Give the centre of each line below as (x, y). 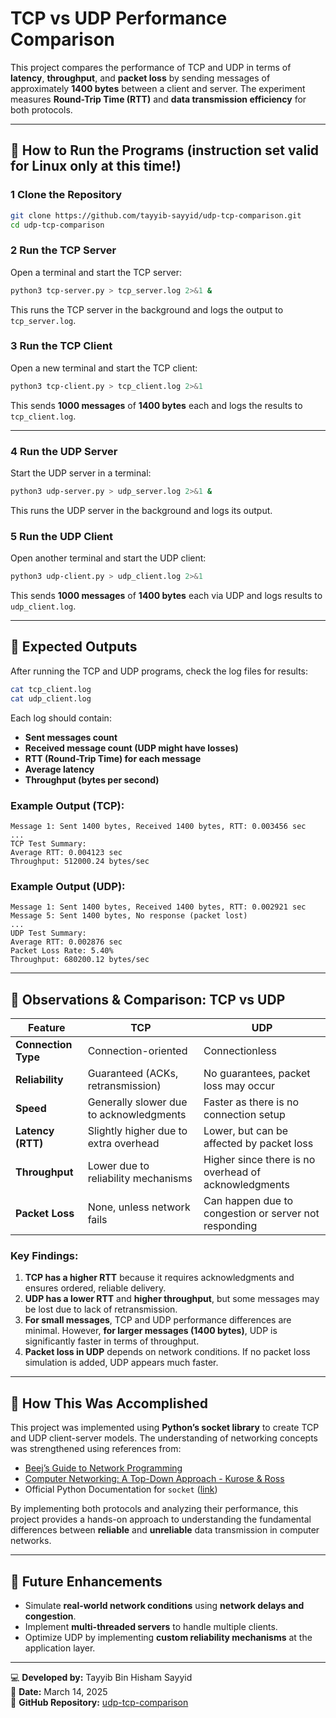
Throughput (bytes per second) (92, 779)
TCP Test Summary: (48, 843)
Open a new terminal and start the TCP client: (104, 368)
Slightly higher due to (137, 1131)
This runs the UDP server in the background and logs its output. (141, 510)
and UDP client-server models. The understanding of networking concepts (164, 1438)
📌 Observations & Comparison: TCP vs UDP (148, 999)
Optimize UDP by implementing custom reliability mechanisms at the (168, 1637)
